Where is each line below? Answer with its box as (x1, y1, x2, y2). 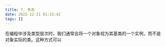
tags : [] (5, 16, 23, 21)
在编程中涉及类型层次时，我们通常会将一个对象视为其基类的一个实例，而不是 (5, 31, 161, 37)
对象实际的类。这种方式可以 (5, 37, 62, 43)
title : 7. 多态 (5, 7, 35, 12)
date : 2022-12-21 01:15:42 (5, 12, 61, 17)
